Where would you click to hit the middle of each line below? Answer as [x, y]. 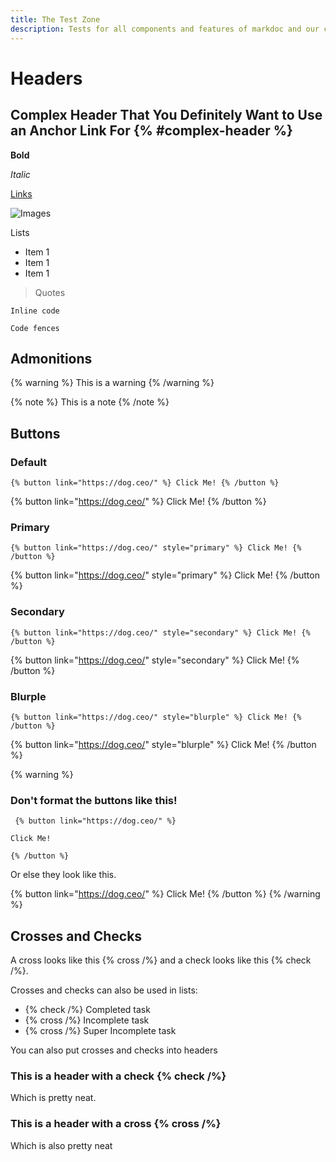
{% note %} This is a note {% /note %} [90, 402]
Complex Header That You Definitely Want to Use [166, 115]
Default [29, 462]
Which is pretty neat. [53, 1098]
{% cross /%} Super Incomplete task [100, 1030]
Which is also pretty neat [61, 1145]
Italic [20, 174]
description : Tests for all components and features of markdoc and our [165, 29]
